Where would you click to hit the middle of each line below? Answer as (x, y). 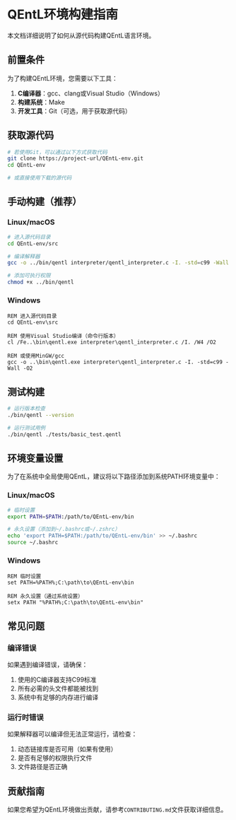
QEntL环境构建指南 (63, 14)
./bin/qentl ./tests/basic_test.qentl (64, 434)
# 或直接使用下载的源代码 (40, 178)
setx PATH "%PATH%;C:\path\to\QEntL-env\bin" (75, 603)
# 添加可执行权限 (29, 276)
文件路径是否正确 (42, 767)
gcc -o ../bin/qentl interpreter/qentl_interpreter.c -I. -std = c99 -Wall (118, 263)
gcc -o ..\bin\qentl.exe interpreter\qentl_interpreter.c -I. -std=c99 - (118, 362)
